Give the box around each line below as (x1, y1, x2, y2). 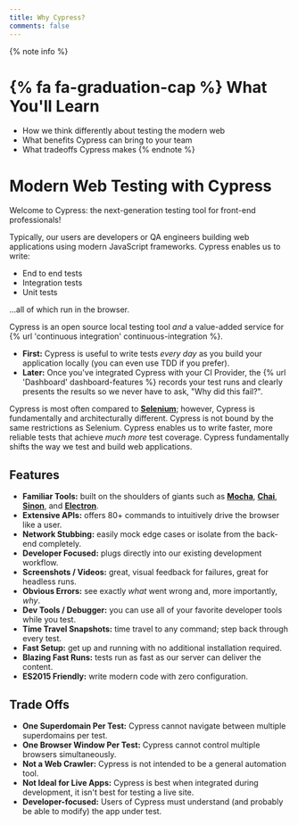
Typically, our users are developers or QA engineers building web (9, 232, 250, 243)
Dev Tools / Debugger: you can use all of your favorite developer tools (21, 605, 283, 615)
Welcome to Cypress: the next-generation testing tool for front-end (9, 205, 256, 216)
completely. (38, 539, 82, 549)
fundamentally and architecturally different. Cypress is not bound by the (9, 413, 274, 424)
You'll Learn (9, 95, 100, 116)
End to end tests (21, 268, 83, 279)
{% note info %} (9, 45, 69, 56)
